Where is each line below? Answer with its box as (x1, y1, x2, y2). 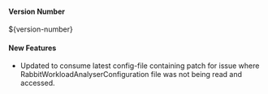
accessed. (19, 78, 55, 88)
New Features (8, 43, 57, 53)
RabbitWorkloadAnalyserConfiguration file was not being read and (19, 70, 242, 79)
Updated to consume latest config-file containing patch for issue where (19, 61, 260, 70)
